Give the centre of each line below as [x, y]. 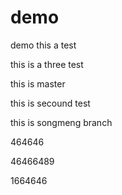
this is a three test [47, 64]
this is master [38, 83]
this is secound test [50, 103]
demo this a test [43, 45]
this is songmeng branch [61, 122]
